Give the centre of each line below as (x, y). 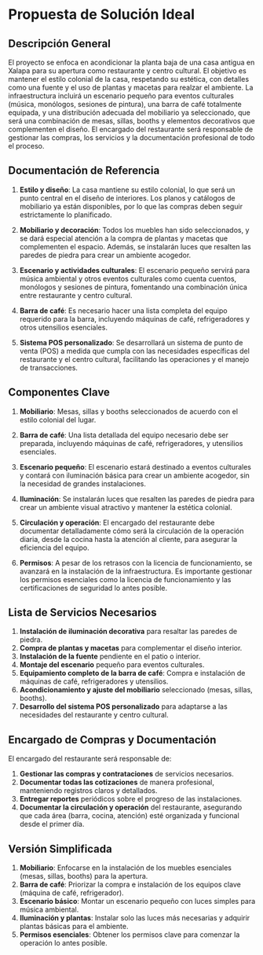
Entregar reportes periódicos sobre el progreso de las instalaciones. (130, 799)
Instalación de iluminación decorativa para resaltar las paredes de (128, 632)
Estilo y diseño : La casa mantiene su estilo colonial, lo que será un (127, 190)
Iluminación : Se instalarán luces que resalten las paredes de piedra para (137, 499)
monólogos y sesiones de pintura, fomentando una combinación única (133, 287)
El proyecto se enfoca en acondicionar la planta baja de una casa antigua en (131, 62)
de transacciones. (49, 367)
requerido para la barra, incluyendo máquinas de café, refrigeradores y (134, 319)
